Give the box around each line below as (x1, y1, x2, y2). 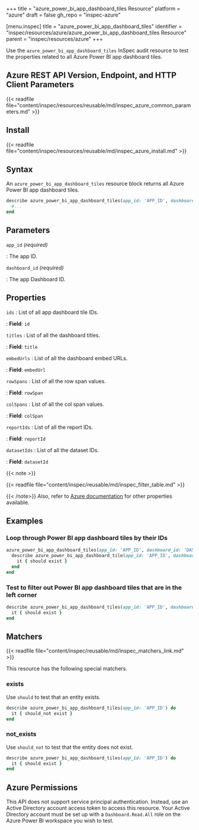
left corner (6, 590, 37, 599)
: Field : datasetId (6, 458, 49, 465)
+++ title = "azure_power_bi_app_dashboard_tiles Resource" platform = (6, 5, 181, 12)
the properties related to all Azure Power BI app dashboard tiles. (6, 53, 163, 60)
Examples (6, 516, 43, 526)
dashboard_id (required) (6, 264, 64, 271)
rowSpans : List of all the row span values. (6, 377, 107, 384)
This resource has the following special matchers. (6, 665, 127, 672)
